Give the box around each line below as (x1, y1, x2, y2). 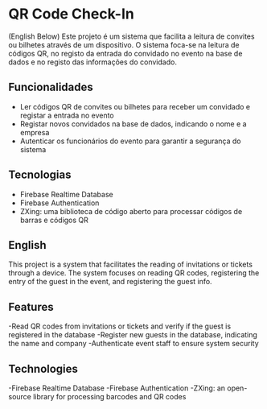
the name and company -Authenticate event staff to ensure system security (8, 339, 259, 349)
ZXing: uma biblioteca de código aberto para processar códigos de (19, 206, 243, 216)
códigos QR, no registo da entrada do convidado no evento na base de (8, 48, 243, 58)
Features (8, 300, 54, 314)
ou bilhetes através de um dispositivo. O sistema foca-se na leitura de (8, 39, 240, 49)
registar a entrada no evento (19, 110, 114, 120)
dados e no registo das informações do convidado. (8, 57, 177, 67)
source (8, 392, 32, 401)
